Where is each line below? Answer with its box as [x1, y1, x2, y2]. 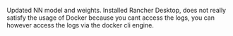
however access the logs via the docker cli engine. [6, 21, 155, 29]
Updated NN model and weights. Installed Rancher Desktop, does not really [6, 6, 227, 14]
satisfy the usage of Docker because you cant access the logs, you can [6, 13, 215, 22]
